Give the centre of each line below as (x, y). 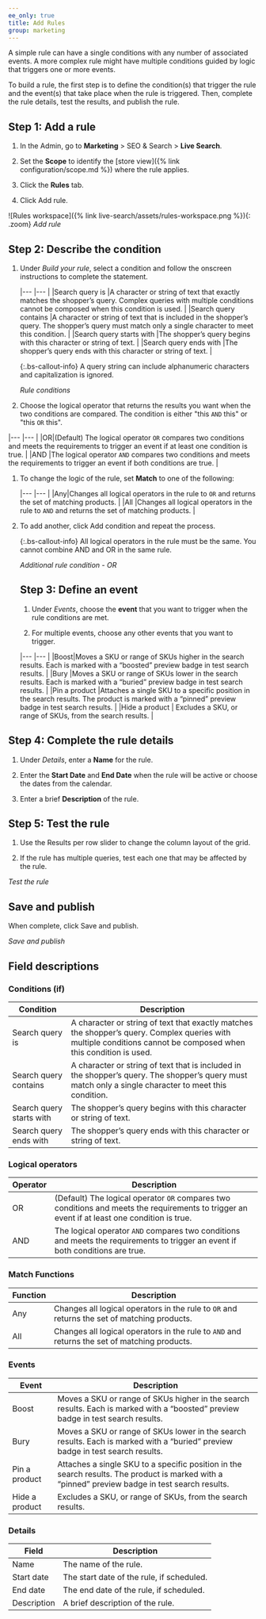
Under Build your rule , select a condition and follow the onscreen (125, 268)
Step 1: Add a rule (52, 126)
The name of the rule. (103, 1564)
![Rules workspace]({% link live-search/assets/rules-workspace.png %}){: (129, 216)
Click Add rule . (44, 201)
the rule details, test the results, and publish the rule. (94, 102)
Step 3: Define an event (79, 590)
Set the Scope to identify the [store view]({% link (100, 161)
